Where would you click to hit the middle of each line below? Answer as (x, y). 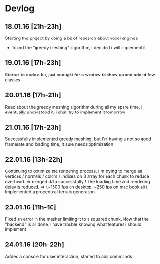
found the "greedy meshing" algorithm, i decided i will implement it (79, 47)
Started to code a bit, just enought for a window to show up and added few (80, 75)
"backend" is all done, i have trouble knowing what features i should (73, 224)
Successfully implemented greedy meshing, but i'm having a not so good (78, 139)
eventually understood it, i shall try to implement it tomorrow (65, 112)
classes (13, 80)
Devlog (20, 9)
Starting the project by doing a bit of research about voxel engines (71, 38)
